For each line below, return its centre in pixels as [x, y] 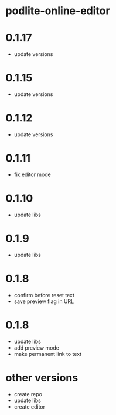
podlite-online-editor [58, 11]
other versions [42, 378]
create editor [29, 406]
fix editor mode [32, 174]
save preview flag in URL [44, 301]
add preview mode [37, 348]
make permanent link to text [48, 354]
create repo [28, 394]
